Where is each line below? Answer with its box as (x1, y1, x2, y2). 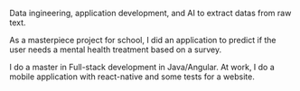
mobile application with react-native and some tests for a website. (9, 71, 255, 82)
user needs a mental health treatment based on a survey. (9, 44, 222, 55)
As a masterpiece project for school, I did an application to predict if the (9, 35, 277, 45)
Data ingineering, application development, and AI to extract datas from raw (9, 8, 292, 18)
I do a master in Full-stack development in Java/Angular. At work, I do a (9, 62, 276, 72)
